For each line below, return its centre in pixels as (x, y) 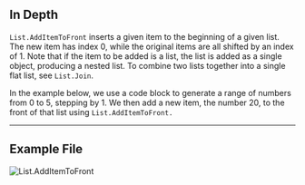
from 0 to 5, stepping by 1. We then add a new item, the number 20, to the (147, 102)
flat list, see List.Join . (51, 75)
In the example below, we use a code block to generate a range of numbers (151, 92)
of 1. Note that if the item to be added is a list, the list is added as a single (146, 56)
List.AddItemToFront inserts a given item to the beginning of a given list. (144, 36)
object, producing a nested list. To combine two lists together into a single (148, 65)
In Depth (34, 15)
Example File (46, 149)
